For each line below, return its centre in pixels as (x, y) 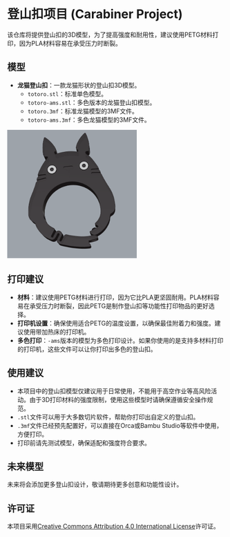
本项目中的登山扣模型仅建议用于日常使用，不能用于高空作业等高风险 (114, 390)
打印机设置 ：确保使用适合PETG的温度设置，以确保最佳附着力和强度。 (116, 323)
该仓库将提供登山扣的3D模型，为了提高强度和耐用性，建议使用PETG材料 (110, 35)
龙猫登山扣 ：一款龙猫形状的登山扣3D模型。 (79, 85)
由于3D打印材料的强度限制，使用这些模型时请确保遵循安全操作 (118, 399)
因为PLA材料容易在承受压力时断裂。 (70, 43)
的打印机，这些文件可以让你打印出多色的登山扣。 (87, 349)
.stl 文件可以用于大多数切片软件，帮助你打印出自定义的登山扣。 (108, 417)
